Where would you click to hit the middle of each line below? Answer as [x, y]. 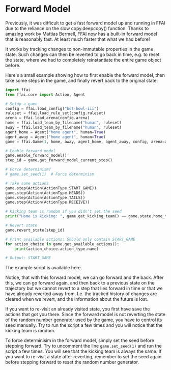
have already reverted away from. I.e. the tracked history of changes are [81, 294]
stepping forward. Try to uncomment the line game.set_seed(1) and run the [83, 346]
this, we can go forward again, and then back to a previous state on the [80, 283]
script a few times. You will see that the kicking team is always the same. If [83, 351]
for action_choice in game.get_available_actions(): [62, 244]
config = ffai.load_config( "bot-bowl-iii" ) [52, 108]
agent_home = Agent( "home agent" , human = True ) [55, 132]
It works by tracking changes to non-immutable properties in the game [79, 49]
